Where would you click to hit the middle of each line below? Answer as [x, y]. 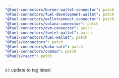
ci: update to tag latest [28, 70]
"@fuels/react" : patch [29, 56]
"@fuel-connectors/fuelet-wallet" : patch [49, 33]
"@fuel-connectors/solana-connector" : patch [52, 24]
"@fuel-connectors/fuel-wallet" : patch [46, 38]
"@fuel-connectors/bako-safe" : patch [44, 47]
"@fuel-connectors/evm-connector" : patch [49, 28]
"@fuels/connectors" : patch [34, 42]
